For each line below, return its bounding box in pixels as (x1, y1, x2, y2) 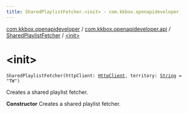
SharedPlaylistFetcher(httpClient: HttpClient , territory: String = (6, 73, 182, 79)
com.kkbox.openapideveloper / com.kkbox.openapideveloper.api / (6, 25, 171, 32)
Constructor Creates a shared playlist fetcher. (6, 100, 121, 107)
